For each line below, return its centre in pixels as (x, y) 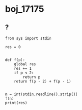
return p (32, 77)
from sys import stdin (28, 38)
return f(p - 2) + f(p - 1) (42, 82)
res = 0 (13, 47)
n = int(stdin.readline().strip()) (41, 94)
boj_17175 (25, 9)
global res (25, 64)
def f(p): (15, 60)
